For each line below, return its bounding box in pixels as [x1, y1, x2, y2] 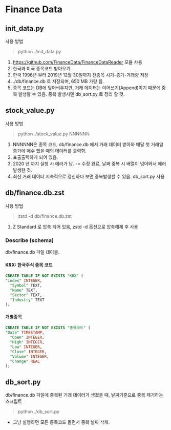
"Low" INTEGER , [10, 344, 42, 350]
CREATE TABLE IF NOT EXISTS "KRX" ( [5, 273, 83, 279]
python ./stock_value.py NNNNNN [17, 131, 90, 137]
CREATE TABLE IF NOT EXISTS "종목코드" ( [5, 325, 91, 331]
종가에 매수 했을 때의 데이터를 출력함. [12, 148, 87, 154]
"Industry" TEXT [10, 297, 45, 302]
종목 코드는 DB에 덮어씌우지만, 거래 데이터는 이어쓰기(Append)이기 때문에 [12, 85, 161, 91]
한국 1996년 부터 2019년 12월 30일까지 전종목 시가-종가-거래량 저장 [12, 72, 148, 78]
